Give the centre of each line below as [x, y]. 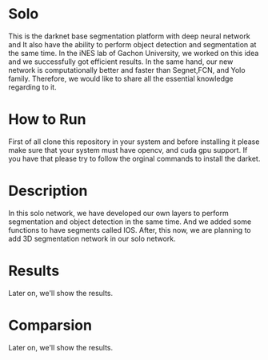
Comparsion [50, 325]
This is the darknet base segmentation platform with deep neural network [129, 36]
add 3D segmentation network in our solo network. [92, 238]
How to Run [47, 120]
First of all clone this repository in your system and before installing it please [134, 142]
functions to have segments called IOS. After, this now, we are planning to [130, 230]
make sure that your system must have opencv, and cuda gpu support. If [128, 150]
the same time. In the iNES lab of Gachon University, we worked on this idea [134, 53]
